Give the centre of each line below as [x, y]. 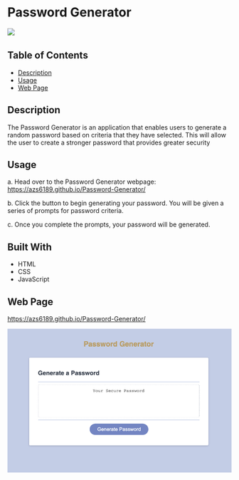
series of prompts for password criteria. [65, 211]
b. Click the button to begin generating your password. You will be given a [116, 203]
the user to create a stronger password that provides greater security [109, 142]
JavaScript [33, 279]
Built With [30, 247]
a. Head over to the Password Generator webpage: [82, 182]
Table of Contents [48, 55]
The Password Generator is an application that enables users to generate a [117, 127]
